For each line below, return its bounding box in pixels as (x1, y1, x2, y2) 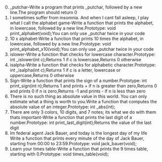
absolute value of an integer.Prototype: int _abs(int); (9, 104, 116, 110)
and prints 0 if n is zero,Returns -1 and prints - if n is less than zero (9, 88, 146, 94)
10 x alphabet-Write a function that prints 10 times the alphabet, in (9, 36, 144, 41)
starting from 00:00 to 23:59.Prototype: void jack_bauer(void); (9, 141, 137, 146)
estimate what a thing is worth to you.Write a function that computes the (9, 99, 157, 104)
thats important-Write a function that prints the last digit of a (9, 115, 132, 120)
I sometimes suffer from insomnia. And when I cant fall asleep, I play (9, 15, 149, 20)
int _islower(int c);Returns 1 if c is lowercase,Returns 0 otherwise (9, 57, 142, 62)
